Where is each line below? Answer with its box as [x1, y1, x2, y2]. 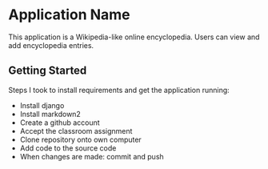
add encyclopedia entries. [8, 40, 94, 50]
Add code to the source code [19, 143, 117, 153]
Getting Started [8, 64, 87, 78]
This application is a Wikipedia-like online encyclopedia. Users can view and [8, 32, 260, 42]
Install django [19, 100, 65, 110]
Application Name [8, 6, 130, 24]
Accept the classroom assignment [19, 126, 133, 135]
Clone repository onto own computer [19, 135, 142, 144]
